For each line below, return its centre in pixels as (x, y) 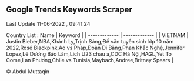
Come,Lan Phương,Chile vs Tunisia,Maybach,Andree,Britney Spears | (90, 60)
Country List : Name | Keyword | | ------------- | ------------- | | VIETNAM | (97, 35)
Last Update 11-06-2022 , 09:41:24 (48, 23)
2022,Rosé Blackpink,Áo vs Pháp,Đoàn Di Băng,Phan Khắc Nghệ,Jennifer (95, 48)
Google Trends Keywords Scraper (69, 10)
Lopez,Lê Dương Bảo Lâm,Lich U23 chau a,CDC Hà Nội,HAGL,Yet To (89, 54)
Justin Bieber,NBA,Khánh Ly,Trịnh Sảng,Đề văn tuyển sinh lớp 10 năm (90, 41)
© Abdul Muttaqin (28, 71)
